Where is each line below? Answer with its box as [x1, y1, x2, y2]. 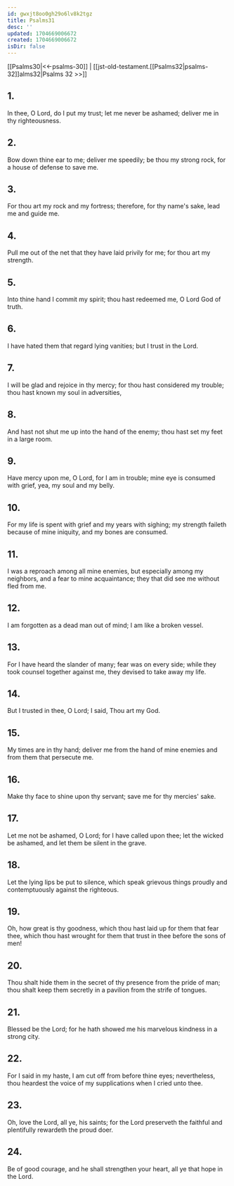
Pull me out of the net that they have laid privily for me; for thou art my [7, 248, 211, 257]
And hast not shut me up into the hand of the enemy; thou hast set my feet [7, 427, 223, 436]
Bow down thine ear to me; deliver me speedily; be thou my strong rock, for [7, 156, 226, 164]
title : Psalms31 [7, 17, 55, 24]
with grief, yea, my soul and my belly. [7, 481, 115, 490]
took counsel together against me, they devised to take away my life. [7, 667, 207, 676]
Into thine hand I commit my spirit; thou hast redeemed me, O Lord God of [7, 295, 221, 303]
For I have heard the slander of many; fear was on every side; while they [7, 660, 216, 669]
